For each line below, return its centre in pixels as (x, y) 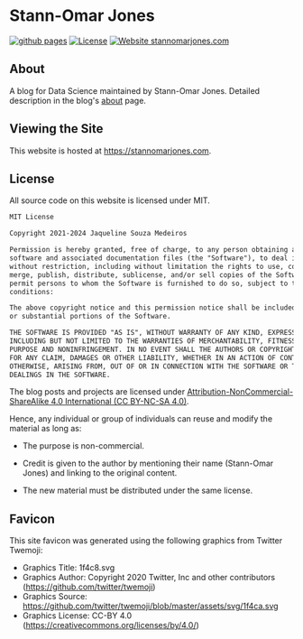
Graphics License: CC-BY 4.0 (77, 616)
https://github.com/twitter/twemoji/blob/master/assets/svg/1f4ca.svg (150, 607)
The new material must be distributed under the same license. (138, 491)
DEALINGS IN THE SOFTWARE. (60, 375)
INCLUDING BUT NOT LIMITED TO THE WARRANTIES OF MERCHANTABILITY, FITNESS (153, 341)
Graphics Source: (55, 597)
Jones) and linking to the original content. (100, 473)
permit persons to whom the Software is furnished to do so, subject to (149, 283)
